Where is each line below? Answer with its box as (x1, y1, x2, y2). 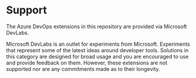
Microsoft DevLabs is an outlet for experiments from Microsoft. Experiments (6, 40, 190, 48)
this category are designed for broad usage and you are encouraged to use (6, 53, 189, 60)
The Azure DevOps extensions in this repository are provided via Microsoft (6, 23, 187, 30)
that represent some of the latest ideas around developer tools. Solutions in (6, 46, 189, 53)
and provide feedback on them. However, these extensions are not (6, 59, 168, 66)
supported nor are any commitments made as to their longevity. (6, 65, 161, 72)
